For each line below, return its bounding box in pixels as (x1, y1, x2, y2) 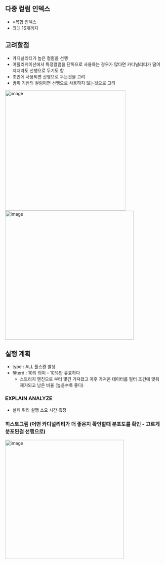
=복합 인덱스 (12, 19, 37, 25)
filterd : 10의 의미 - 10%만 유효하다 (12, 370, 81, 376)
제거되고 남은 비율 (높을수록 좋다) (19, 382, 84, 388)
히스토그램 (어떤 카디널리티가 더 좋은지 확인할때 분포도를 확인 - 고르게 (5, 421, 160, 428)
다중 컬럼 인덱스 (5, 4, 50, 13)
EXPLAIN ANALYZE (5, 395, 53, 402)
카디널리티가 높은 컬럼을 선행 (12, 55, 68, 61)
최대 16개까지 (12, 25, 39, 31)
